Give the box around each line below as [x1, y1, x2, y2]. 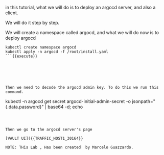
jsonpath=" [132, 98, 156, 104]
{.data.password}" [5, 104, 44, 110]
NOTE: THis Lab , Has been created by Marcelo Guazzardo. [5, 145, 134, 150]
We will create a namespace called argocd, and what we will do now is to [5, 30, 159, 35]
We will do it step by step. [5, 20, 60, 25]
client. [5, 10, 18, 16]
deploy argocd [5, 35, 36, 41]
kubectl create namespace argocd [5, 45, 77, 50]
